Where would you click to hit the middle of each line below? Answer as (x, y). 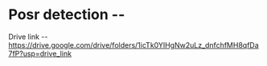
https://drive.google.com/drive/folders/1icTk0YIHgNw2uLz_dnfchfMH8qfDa (133, 45)
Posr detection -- (67, 15)
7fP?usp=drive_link (40, 53)
